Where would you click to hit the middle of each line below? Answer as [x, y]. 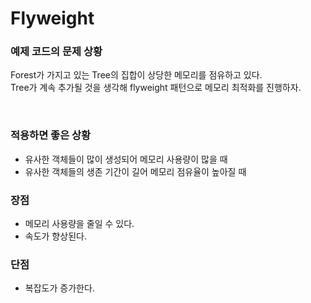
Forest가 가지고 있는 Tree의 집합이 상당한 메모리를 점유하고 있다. [136, 75]
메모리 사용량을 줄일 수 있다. [79, 224]
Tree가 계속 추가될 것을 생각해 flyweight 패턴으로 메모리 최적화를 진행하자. [156, 88]
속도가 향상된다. [55, 236]
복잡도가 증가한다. [59, 288]
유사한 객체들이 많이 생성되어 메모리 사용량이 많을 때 [126, 159]
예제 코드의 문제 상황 [56, 52]
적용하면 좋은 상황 [51, 135]
